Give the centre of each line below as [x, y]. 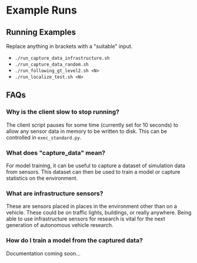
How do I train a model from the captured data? [74, 241]
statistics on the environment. [42, 178]
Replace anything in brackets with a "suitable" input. [69, 46]
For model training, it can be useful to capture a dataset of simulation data [96, 165]
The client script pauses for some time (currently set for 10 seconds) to [92, 125]
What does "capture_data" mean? [56, 152]
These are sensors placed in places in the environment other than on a [92, 206]
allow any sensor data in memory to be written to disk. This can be [87, 131]
